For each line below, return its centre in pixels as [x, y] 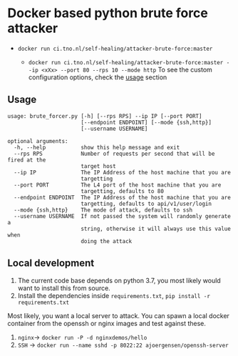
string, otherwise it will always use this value [156, 229]
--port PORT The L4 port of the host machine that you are [118, 185]
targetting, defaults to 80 [122, 191]
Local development [51, 263]
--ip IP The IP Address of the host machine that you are [123, 172]
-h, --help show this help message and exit [97, 147]
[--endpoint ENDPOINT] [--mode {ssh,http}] [146, 122]
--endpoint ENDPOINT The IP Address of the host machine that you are [123, 197]
